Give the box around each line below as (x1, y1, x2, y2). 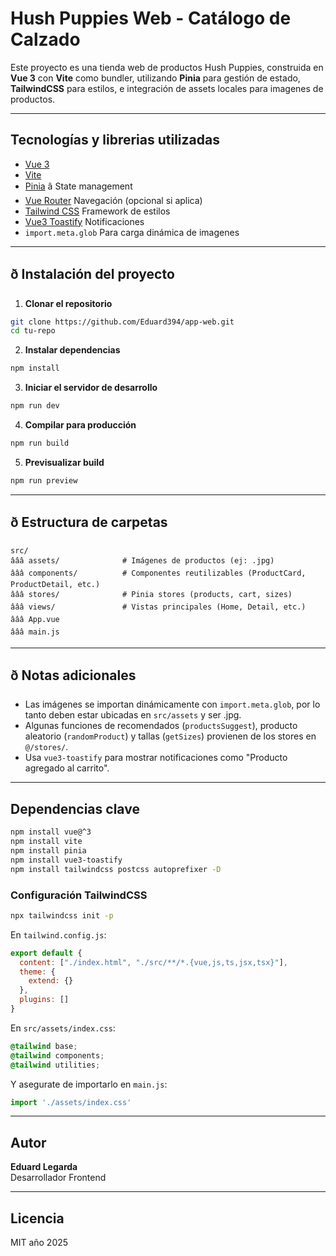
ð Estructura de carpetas (10, 514, 168, 531)
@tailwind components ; (10, 1050, 105, 1061)
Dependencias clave (10, 800, 140, 817)
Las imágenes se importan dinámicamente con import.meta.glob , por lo (24, 698, 321, 711)
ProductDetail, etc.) (10, 579, 101, 589)
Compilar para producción (24, 419, 137, 431)
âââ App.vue (10, 614, 60, 624)
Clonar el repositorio (24, 297, 113, 309)
